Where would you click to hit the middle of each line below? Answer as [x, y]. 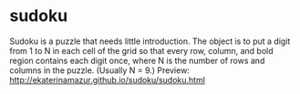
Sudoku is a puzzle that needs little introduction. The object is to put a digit [150, 41]
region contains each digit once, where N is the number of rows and [137, 60]
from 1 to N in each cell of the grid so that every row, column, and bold [141, 50]
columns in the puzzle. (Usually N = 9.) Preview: [99, 70]
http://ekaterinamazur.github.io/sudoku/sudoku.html [107, 79]
